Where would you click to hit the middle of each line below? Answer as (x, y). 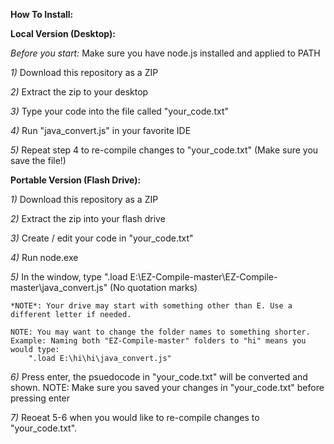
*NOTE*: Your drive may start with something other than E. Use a (151, 306)
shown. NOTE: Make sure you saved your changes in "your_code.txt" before (167, 387)
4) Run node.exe (44, 257)
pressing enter (40, 398)
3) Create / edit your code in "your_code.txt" (102, 238)
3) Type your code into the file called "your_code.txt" (120, 111)
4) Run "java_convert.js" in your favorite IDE (101, 130)
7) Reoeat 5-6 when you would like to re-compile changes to (135, 417)
